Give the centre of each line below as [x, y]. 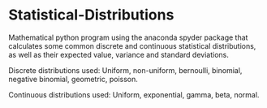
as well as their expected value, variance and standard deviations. [119, 54]
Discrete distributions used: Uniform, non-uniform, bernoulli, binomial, [125, 70]
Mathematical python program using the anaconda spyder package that [128, 37]
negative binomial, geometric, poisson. [73, 79]
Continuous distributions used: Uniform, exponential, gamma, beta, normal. [134, 94]
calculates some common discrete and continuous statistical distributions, [132, 45]
